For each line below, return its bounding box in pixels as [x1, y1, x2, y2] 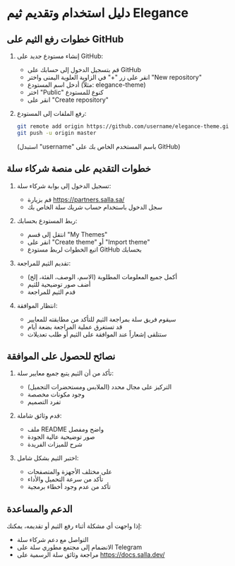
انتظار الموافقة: [16, 301, 58, 309]
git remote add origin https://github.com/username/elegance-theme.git [16, 123, 232, 130]
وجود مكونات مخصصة [27, 390, 85, 399]
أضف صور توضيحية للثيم [27, 280, 91, 288]
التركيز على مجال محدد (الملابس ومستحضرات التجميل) [27, 383, 172, 391]
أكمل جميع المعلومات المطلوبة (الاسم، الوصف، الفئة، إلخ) [27, 272, 178, 281]
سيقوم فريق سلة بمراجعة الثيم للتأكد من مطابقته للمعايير [27, 314, 176, 323]
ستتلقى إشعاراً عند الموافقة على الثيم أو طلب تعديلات [27, 330, 167, 338]
